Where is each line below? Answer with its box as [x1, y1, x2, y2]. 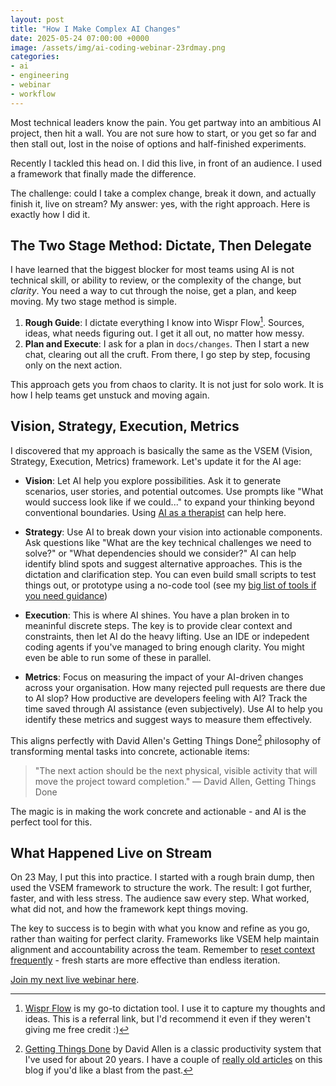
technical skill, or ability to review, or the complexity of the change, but [10, 274, 302, 286]
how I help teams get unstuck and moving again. [10, 389, 210, 401]
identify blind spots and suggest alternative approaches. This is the [24, 557, 303, 570]
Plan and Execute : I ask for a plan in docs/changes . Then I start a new [24, 338, 310, 350]
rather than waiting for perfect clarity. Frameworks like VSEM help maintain [10, 933, 320, 945]
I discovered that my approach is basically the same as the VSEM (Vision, [10, 444, 313, 456]
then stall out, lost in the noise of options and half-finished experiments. [10, 137, 307, 150]
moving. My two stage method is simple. [10, 296, 178, 308]
